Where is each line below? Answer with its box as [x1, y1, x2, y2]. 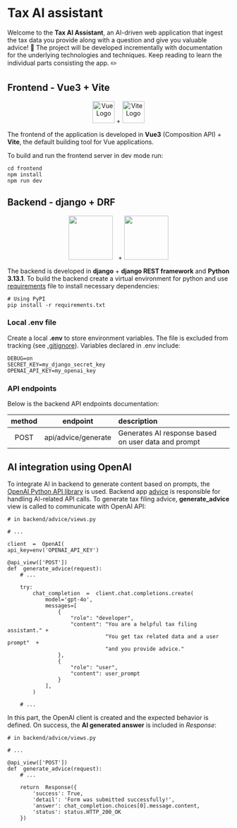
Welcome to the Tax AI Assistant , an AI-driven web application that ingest [7, 28, 224, 37]
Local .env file [7, 317, 56, 327]
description [118, 416, 158, 426]
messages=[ [44, 602, 78, 609]
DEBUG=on [7, 355, 33, 362]
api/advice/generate [44, 432, 111, 442]
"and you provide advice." [104, 645, 185, 652]
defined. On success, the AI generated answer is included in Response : [7, 721, 217, 729]
